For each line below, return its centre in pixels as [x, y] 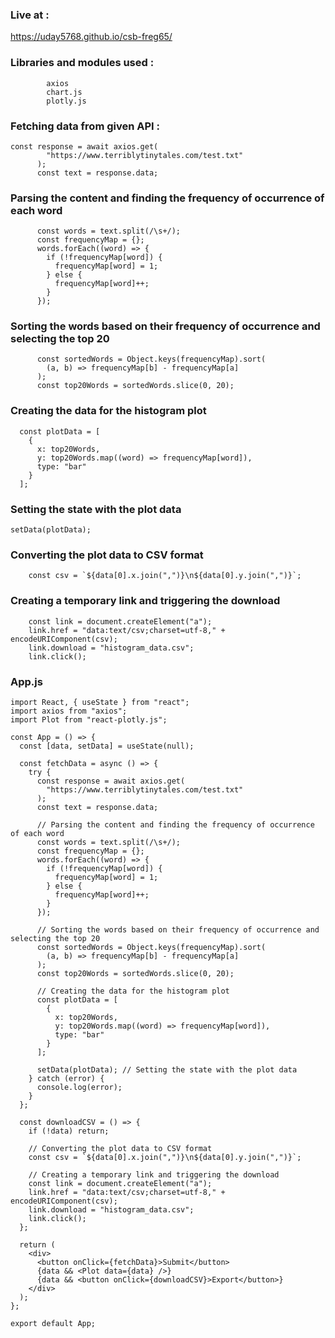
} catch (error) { [66, 1078]
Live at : [30, 15]
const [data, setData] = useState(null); [107, 746]
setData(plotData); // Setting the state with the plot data [167, 1069]
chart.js [64, 92]
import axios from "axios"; [69, 711]
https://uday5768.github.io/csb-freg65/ [91, 37]
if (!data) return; [69, 1131]
